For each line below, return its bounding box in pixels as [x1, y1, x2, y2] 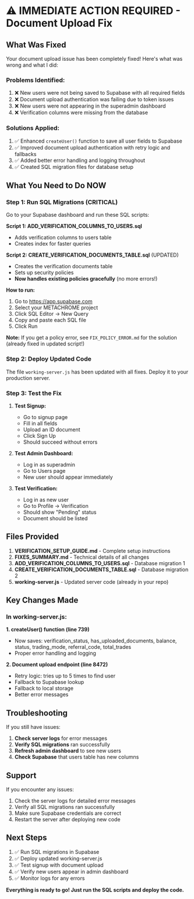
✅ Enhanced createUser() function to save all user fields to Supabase [14, 137, 182, 144]
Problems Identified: [6, 76, 65, 84]
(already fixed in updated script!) [6, 340, 85, 347]
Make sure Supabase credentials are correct [14, 810, 121, 817]
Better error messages [14, 691, 69, 698]
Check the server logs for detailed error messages [14, 797, 136, 804]
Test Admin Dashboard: [14, 449, 73, 457]
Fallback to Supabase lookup [14, 679, 84, 686]
